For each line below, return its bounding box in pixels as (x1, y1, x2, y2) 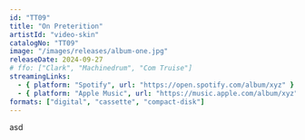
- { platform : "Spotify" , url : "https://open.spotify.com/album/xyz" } (17, 80, 295, 89)
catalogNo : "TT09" (9, 38, 79, 48)
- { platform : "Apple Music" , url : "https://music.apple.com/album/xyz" (17, 89, 299, 98)
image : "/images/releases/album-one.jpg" (9, 47, 169, 56)
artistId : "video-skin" (9, 30, 100, 39)
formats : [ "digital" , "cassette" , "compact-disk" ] (9, 97, 205, 107)
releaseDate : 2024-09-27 (9, 55, 103, 64)
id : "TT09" (9, 13, 51, 23)
